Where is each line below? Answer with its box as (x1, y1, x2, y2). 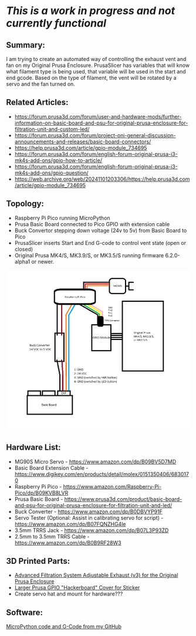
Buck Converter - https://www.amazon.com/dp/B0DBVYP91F (14, 508, 163, 515)
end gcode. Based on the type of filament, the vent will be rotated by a (6, 75, 177, 81)
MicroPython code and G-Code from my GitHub (6, 623, 122, 630)
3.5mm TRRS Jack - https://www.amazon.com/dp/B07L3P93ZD (14, 527, 169, 534)
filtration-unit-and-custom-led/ (14, 125, 90, 133)
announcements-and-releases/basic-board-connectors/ (14, 138, 151, 145)
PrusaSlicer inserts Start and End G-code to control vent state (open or (14, 239, 187, 246)
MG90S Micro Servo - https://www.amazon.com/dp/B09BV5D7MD (14, 458, 177, 465)
